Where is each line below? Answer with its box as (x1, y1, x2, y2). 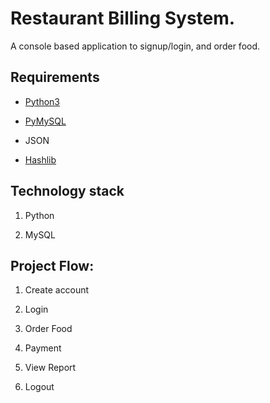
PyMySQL (24, 115, 67, 127)
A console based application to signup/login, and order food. (10, 40, 261, 52)
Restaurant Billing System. (10, 7, 236, 30)
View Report (24, 362, 77, 374)
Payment (24, 342, 62, 354)
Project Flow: (10, 257, 95, 274)
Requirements (10, 69, 100, 86)
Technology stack (10, 183, 125, 200)
